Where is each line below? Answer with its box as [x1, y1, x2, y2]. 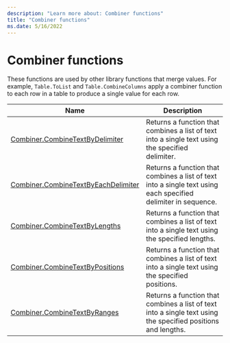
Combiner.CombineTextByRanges [10, 308, 119, 318]
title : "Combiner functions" [7, 16, 90, 23]
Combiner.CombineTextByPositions [10, 262, 125, 272]
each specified [146, 189, 194, 198]
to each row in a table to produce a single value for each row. [7, 90, 180, 98]
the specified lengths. [146, 234, 216, 244]
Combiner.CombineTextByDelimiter [10, 134, 124, 144]
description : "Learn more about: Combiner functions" [7, 10, 164, 17]
